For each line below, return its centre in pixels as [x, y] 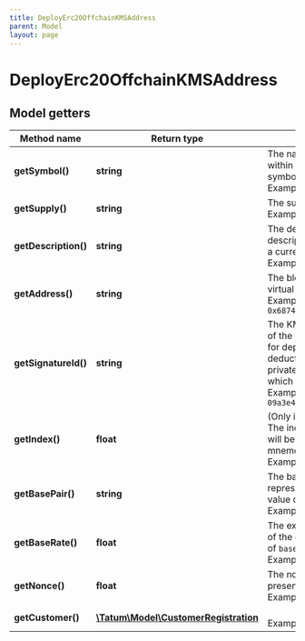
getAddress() [44, 294]
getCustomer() [47, 617]
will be [281, 439]
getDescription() [51, 246]
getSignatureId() [51, 363]
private [282, 370]
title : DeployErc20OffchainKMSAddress [83, 18]
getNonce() [39, 586]
